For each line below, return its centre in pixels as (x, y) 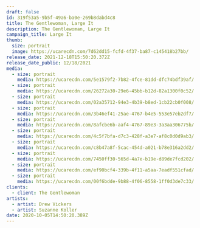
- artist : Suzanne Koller (45, 210)
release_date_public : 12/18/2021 (49, 63)
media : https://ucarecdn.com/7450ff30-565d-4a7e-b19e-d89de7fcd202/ (106, 159)
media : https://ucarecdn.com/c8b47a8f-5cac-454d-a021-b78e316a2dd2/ (106, 147)
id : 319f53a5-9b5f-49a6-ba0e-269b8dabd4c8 (61, 18)
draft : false (23, 12)
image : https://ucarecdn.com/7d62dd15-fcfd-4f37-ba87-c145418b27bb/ (100, 52)
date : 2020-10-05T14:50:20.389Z (47, 216)
